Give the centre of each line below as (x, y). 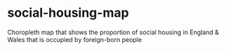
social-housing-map (68, 13)
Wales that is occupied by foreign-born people (75, 39)
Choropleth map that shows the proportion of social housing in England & (113, 32)
